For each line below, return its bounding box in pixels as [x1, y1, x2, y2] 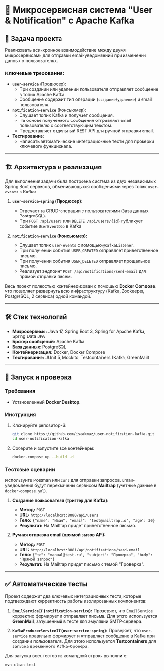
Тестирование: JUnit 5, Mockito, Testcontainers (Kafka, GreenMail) [12, 354, 150, 360]
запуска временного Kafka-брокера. [12, 643, 89, 649]
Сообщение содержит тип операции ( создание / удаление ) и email [19, 96, 152, 102]
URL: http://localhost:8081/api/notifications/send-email [19, 546, 140, 552]
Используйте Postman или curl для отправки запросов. [5, 477, 121, 483]
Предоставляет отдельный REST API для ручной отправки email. [19, 128, 154, 134]
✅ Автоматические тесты [5, 580, 88, 588]
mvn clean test [5, 662, 36, 667]
